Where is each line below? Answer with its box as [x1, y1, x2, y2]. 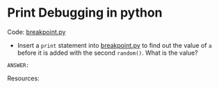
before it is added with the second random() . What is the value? [17, 49, 198, 57]
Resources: [7, 74, 40, 82]
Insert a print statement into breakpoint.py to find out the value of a [17, 41, 212, 49]
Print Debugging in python [7, 5, 163, 21]
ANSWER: [7, 62, 30, 69]
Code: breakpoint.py [7, 28, 66, 36]
